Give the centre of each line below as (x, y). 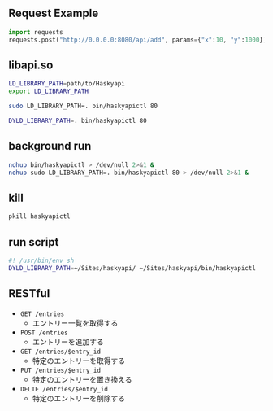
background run (50, 146)
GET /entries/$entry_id (61, 352)
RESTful (29, 293)
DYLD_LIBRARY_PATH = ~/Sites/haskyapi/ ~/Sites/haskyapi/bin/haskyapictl (132, 268)
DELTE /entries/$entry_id (64, 389)
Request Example (54, 13)
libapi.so (31, 65)
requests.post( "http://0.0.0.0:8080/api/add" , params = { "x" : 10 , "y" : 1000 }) (138, 40)
